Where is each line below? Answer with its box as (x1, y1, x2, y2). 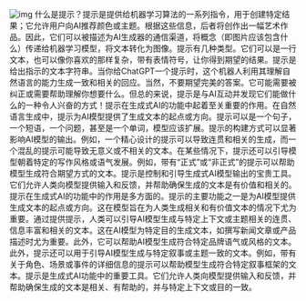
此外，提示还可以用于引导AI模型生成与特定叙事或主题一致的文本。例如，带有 (9, 247, 297, 258)
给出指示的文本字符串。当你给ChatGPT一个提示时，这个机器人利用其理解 (9, 65, 283, 76)
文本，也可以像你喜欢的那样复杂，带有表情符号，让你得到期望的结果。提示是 (9, 55, 297, 65)
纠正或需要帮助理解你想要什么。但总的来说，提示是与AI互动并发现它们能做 (9, 88, 289, 99)
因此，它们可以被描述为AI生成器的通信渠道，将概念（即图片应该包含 (25, 32, 280, 42)
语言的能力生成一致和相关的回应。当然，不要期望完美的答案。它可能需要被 (16, 77, 297, 87)
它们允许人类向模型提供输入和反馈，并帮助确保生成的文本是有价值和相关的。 (9, 179, 297, 190)
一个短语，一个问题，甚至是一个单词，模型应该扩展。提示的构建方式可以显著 (9, 123, 297, 133)
